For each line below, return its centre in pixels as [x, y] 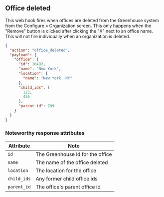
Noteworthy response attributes [45, 133]
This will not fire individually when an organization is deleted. [68, 36]
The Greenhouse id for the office [74, 154]
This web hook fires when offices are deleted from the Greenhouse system [82, 20]
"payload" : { [23, 55]
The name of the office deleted [72, 162]
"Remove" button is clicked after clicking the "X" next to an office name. [79, 31]
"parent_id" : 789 [36, 106]
